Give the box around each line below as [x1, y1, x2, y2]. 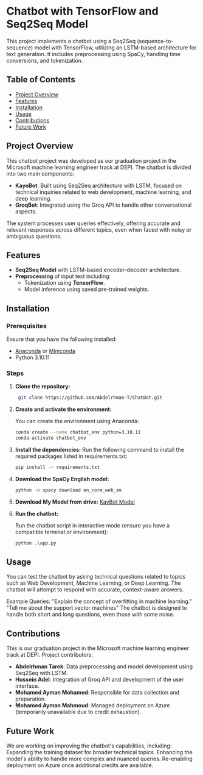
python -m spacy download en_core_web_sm [15, 487, 122, 493]
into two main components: [6, 170, 75, 177]
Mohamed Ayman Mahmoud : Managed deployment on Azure [15, 702, 170, 709]
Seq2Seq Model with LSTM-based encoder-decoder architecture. [15, 266, 181, 274]
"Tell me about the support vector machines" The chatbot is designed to [6, 604, 187, 612]
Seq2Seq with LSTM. [15, 670, 68, 677]
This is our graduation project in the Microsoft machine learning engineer [6, 645, 190, 652]
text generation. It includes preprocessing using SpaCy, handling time [6, 50, 181, 57]
